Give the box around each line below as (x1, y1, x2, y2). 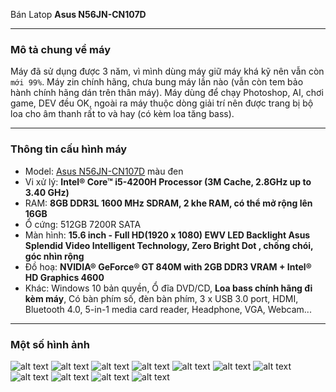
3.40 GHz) (24, 186, 70, 198)
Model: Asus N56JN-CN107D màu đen (24, 165, 184, 177)
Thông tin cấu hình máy (10, 142, 128, 156)
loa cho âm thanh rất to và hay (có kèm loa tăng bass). (10, 108, 235, 120)
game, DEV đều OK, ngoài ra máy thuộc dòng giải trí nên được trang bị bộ (10, 97, 314, 109)
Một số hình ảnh (10, 337, 90, 351)
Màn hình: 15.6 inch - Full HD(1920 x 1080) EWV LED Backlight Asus (24, 229, 311, 241)
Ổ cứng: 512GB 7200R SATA (24, 218, 142, 230)
